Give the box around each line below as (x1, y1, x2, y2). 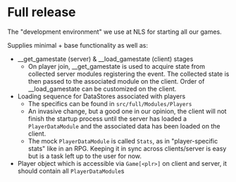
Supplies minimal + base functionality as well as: (7, 41, 148, 49)
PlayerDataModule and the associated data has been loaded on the (27, 122, 221, 130)
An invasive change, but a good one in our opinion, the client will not (27, 107, 227, 115)
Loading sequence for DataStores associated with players (17, 92, 186, 100)
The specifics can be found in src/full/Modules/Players (27, 99, 192, 108)
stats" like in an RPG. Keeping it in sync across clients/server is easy (27, 144, 227, 152)
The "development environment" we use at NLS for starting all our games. (7, 27, 222, 36)
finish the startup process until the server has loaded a (27, 114, 187, 123)
